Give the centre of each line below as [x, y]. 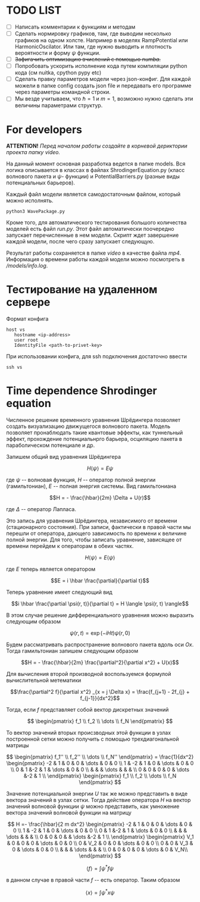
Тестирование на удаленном [82, 290]
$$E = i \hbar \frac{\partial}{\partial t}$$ [100, 581]
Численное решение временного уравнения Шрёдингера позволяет [93, 420]
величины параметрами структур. [59, 105]
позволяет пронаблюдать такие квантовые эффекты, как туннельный [95, 433]
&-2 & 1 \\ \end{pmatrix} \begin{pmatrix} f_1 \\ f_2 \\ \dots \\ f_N [100, 776]
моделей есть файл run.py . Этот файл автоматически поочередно [90, 229]
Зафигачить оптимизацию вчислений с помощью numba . [88, 59]
